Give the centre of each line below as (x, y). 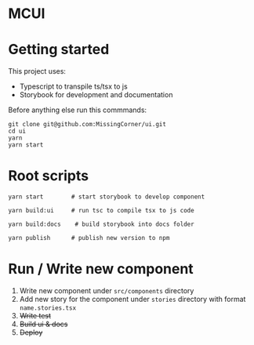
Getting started (59, 50)
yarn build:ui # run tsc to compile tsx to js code (101, 211)
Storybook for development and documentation (96, 95)
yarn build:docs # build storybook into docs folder (101, 224)
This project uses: (37, 71)
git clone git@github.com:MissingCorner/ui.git (87, 125)
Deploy (31, 332)
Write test (35, 316)
